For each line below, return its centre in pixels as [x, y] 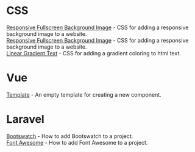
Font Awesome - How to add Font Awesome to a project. [77, 142]
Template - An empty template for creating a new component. [84, 94]
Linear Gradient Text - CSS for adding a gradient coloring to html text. [94, 53]
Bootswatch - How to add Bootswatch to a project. [70, 136]
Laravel [25, 119]
